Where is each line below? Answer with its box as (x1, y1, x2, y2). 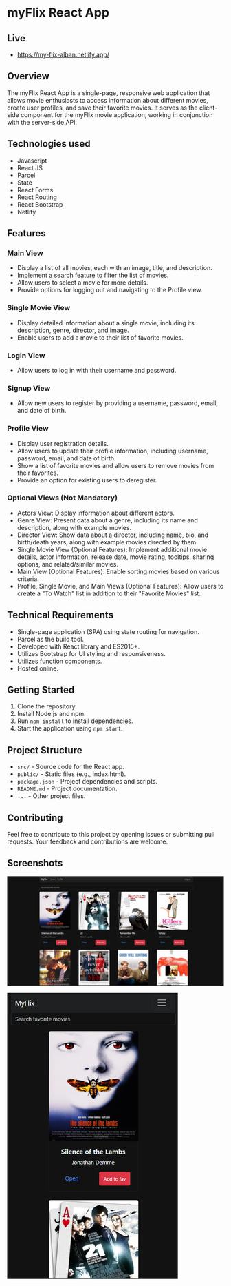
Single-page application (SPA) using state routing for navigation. (16, 627, 199, 635)
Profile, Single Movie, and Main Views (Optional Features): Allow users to (16, 582, 224, 590)
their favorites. (16, 469, 58, 477)
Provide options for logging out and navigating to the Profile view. (16, 286, 203, 294)
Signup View (7, 383, 51, 393)
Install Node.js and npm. (16, 710, 86, 718)
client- (199, 103, 218, 112)
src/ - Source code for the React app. (16, 763, 125, 771)
